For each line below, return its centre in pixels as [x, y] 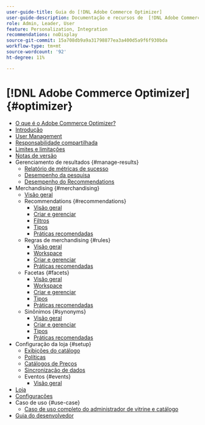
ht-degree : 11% [26, 57]
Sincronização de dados [55, 370]
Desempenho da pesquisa [57, 175]
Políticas [35, 357]
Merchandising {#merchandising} [57, 188]
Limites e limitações [40, 149]
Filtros [41, 220]
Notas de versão [36, 155]
